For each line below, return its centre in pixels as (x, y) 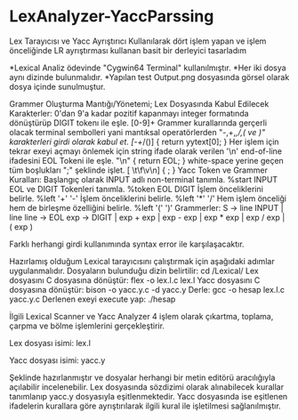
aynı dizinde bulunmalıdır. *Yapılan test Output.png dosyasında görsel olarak (149, 77)
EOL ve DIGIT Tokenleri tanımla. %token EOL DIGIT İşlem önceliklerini (137, 189)
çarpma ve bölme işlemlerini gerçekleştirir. (87, 326)
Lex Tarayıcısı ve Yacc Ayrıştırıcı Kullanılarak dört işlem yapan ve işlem (138, 41)
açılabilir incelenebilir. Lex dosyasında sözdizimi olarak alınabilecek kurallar (147, 387)
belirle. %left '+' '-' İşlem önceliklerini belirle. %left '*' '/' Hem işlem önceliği (148, 198)
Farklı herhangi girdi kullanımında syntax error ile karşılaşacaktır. (127, 244)
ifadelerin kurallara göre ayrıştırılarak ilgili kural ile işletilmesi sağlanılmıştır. (145, 406)
